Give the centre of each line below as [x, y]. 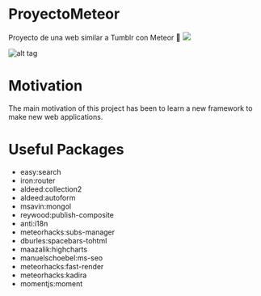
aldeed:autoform [48, 197]
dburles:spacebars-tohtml [63, 240]
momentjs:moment [51, 283]
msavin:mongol [45, 206]
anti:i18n [34, 223]
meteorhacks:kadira [53, 275]
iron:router [38, 180]
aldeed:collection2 [51, 189]
